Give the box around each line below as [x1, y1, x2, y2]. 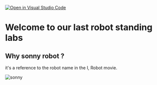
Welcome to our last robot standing [5, 22, 153, 33]
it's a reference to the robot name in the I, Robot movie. [5, 65, 118, 71]
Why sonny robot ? [5, 52, 65, 60]
